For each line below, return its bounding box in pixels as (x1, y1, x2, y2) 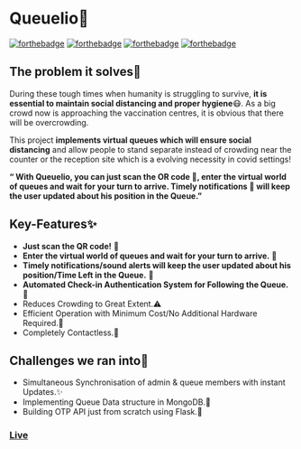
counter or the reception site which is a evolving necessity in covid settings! (9, 154, 291, 164)
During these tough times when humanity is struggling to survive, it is (9, 88, 268, 98)
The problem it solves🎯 (9, 64, 141, 80)
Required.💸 (22, 317, 64, 328)
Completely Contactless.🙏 (22, 327, 120, 338)
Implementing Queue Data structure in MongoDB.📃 (22, 397, 212, 407)
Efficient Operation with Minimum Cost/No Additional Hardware (22, 307, 258, 319)
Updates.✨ (22, 387, 63, 398)
